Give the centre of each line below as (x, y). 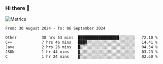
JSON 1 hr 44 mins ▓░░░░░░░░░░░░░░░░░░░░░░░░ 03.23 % (81, 52)
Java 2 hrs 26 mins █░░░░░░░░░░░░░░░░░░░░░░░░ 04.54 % (81, 47)
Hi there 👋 (18, 8)
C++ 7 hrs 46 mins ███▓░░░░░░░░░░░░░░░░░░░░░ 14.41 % (81, 43)
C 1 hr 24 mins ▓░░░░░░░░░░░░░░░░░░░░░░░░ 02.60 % (81, 56)
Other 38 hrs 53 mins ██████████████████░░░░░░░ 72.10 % (81, 38)
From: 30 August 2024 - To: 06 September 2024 (55, 28)
